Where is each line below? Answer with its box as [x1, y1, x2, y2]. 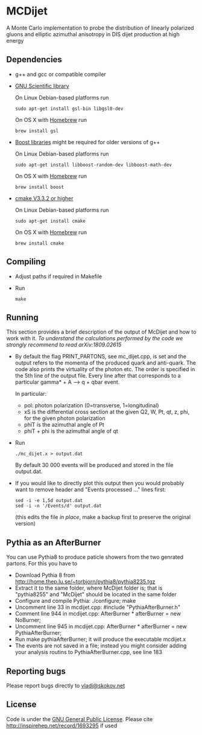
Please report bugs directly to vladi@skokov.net [6, 682, 125, 689]
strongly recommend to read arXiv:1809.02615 [6, 341, 122, 348]
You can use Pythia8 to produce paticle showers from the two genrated [6, 553, 184, 561]
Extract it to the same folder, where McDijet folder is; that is [14, 584, 163, 592]
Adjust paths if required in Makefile [14, 273, 103, 280]
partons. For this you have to [6, 560, 78, 567]
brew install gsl [14, 128, 59, 134]
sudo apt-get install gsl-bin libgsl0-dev [14, 106, 124, 112]
